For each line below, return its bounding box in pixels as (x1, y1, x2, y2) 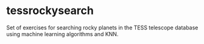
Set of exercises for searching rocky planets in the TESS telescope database (6, 24, 199, 31)
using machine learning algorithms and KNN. (6, 30, 119, 37)
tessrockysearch (6, 4, 94, 18)
